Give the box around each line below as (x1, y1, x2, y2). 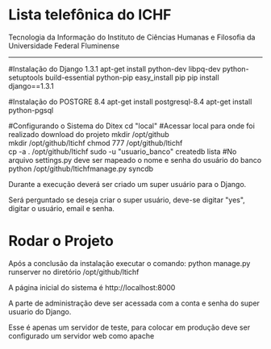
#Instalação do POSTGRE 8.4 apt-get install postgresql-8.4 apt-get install (8, 97, 252, 106)
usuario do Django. (8, 306, 72, 316)
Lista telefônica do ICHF (8, 6, 172, 24)
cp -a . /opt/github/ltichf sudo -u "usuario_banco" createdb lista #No (8, 147, 237, 156)
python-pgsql (8, 105, 54, 114)
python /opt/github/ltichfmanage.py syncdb (8, 164, 154, 173)
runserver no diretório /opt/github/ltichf (8, 267, 140, 276)
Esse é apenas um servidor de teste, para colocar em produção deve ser (8, 322, 251, 332)
